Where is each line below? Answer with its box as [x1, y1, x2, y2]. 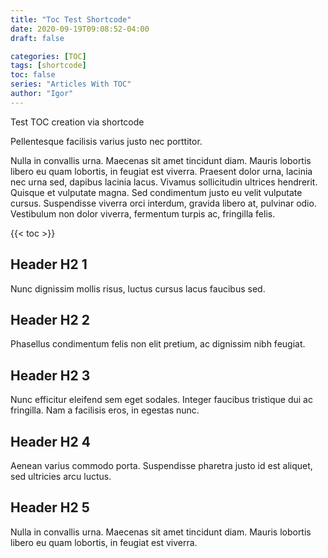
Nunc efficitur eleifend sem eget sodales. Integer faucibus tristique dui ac [10, 394, 313, 406]
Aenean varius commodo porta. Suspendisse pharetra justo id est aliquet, [10, 460, 313, 471]
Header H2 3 [10, 367, 91, 384]
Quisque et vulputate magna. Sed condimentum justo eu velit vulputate [10, 186, 303, 198]
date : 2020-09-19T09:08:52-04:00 [10, 24, 150, 34]
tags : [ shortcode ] [10, 61, 87, 71]
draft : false [10, 33, 65, 43]
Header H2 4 [10, 433, 91, 450]
